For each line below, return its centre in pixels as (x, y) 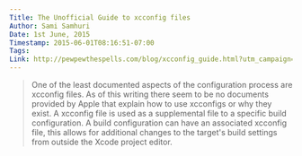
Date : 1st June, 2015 (50, 34)
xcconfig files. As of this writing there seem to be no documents (150, 94)
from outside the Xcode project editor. (102, 142)
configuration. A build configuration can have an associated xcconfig (159, 123)
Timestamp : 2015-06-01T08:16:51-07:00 (82, 43)
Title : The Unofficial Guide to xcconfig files (100, 17)
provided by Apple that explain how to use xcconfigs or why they (151, 104)
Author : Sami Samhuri (50, 26)
